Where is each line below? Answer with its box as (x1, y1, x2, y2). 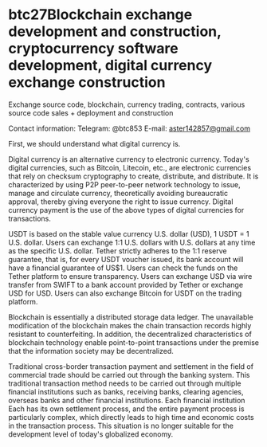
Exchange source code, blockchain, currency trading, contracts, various (8, 100, 245, 109)
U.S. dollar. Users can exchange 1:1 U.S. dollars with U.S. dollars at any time (8, 237, 256, 247)
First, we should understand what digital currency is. (8, 139, 181, 148)
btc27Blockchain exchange (8, 6, 193, 24)
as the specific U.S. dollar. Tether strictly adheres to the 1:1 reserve (8, 245, 227, 256)
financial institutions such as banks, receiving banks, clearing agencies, (8, 386, 245, 396)
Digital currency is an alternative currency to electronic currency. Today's (8, 154, 249, 164)
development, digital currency (8, 57, 213, 75)
